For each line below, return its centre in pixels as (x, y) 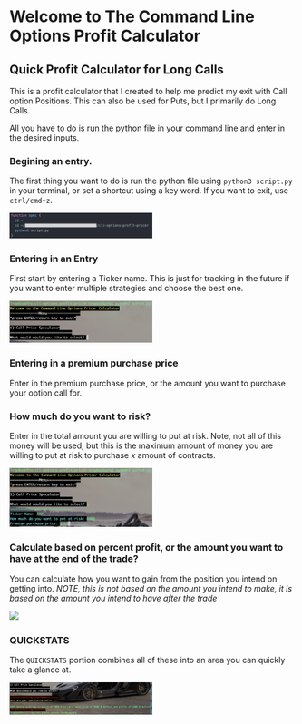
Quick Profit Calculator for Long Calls (117, 69)
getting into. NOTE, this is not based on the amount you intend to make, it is (151, 588)
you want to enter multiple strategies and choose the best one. (127, 289)
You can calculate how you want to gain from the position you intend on (143, 579)
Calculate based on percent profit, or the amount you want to (146, 548)
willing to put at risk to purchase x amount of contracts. (112, 455)
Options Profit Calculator (105, 36)
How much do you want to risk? (80, 416)
